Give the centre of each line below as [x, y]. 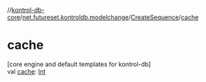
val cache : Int [27, 71]
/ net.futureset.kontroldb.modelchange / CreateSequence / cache [109, 17]
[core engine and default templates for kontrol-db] [79, 64]
